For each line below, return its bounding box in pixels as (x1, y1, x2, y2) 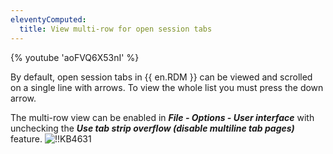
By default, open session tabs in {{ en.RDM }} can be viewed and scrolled (10, 71, 313, 83)
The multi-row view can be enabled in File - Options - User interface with (10, 111, 315, 123)
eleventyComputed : (10, 14, 87, 25)
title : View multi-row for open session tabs (19, 24, 213, 34)
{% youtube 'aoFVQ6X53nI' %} (10, 51, 140, 63)
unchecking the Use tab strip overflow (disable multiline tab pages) (10, 122, 295, 134)
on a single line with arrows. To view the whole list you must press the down (10, 81, 324, 93)
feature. (10, 132, 43, 145)
